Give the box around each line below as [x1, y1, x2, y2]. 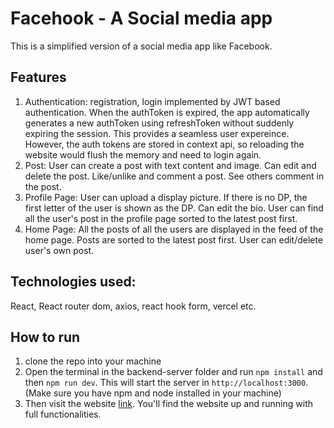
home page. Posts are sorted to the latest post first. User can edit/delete [24, 233, 324, 246]
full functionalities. [24, 408, 102, 421]
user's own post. [24, 244, 95, 256]
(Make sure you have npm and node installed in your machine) [24, 387, 282, 399]
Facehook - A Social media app [10, 7, 273, 30]
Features [10, 69, 67, 86]
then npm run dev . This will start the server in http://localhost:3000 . [24, 377, 309, 389]
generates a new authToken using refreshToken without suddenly [24, 117, 295, 129]
